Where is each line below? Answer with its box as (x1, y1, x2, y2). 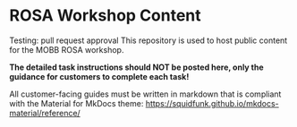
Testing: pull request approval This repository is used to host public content (9, 35, 288, 46)
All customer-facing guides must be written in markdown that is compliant (9, 89, 282, 99)
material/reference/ (9, 107, 81, 118)
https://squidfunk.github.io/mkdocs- (145, 97, 279, 108)
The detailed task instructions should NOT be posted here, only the (9, 62, 264, 72)
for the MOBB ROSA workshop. (9, 44, 124, 55)
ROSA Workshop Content (9, 5, 201, 26)
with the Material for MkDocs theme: (9, 97, 144, 108)
